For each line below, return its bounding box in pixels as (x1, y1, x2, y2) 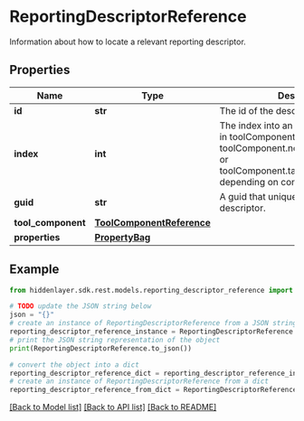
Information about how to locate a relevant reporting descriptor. (9, 36, 246, 47)
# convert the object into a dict (9, 360, 140, 370)
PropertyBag (94, 230, 151, 243)
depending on (219, 175, 279, 188)
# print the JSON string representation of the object (9, 335, 221, 344)
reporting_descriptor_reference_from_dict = (9, 386, 180, 395)
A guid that (219, 190, 266, 202)
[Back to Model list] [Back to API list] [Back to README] (9, 402, 217, 413)
